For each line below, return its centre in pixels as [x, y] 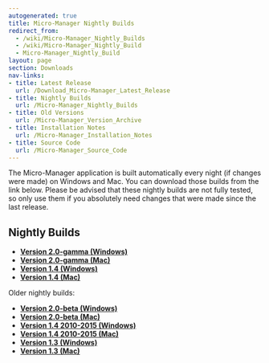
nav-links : [26, 75]
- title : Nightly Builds [50, 98]
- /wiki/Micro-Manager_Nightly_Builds [81, 38]
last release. [29, 207]
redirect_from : [34, 31]
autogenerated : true [43, 16]
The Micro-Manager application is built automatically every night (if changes [135, 173]
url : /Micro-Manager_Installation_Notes [84, 135]
